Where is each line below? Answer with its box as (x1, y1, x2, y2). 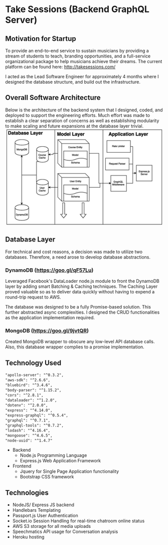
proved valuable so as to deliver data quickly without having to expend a (5, 289, 155, 295)
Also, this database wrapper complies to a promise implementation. (5, 344, 144, 350)
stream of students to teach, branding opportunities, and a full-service (5, 53, 151, 59)
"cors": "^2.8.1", (5, 393, 44, 398)
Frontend (12, 463, 32, 469)
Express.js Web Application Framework (20, 458, 101, 464)
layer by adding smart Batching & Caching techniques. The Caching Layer (5, 283, 158, 289)
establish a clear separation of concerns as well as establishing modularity (5, 117, 159, 124)
